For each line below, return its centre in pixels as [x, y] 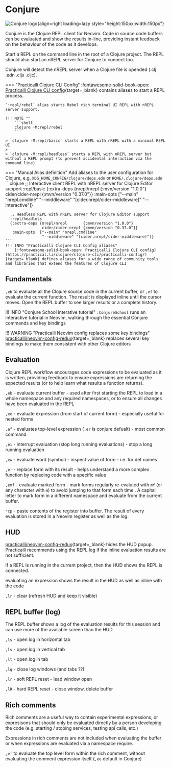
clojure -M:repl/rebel [39, 127]
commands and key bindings [36, 323]
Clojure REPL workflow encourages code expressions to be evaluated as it [83, 372]
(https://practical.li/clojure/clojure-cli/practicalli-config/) [76, 254]
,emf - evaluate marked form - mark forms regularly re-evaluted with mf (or [84, 485]
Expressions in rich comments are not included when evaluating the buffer [83, 738]
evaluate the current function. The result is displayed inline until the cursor [83, 296]
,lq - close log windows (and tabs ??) [45, 669]
